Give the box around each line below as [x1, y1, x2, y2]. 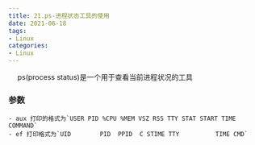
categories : [8, 42, 48, 50]
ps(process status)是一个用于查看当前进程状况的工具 [17, 72, 194, 81]
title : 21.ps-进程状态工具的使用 [8, 11, 111, 20]
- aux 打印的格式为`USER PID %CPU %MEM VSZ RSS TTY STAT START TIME [8, 114, 236, 123]
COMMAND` [8, 122, 38, 130]
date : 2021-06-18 [8, 19, 67, 27]
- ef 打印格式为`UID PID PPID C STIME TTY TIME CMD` [8, 130, 249, 139]
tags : [8, 27, 27, 35]
